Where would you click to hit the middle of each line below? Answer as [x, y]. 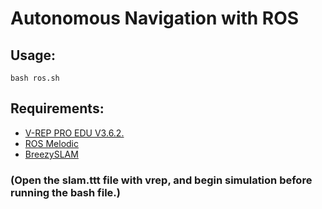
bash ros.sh [35, 78]
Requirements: [57, 108]
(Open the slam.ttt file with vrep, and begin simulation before [161, 180]
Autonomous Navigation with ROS [155, 18]
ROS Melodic [51, 143]
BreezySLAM [51, 154]
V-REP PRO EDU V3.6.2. [74, 133]
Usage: [33, 55]
